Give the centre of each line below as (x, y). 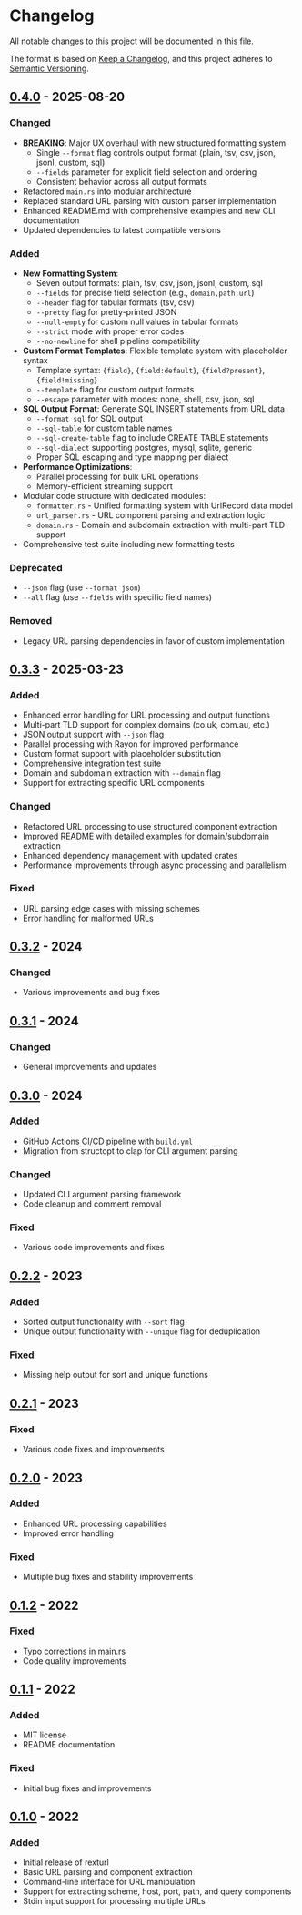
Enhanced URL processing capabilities (95, 1523)
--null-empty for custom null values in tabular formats (137, 321)
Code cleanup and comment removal (92, 1204)
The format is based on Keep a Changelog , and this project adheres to (141, 58)
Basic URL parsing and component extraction (107, 1872)
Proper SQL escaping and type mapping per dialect (132, 457)
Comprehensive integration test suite (92, 764)
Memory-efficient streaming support (104, 486)
